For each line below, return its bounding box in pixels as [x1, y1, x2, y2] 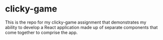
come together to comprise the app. [5, 29, 78, 35]
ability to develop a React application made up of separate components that [5, 24, 158, 30]
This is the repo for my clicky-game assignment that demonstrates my [5, 19, 147, 25]
